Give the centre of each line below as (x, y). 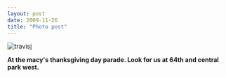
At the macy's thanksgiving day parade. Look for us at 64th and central (113, 60)
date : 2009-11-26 (33, 20)
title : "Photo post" (38, 26)
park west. (24, 68)
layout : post (26, 14)
